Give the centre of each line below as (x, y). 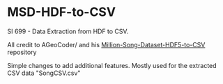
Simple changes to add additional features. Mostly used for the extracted (112, 65)
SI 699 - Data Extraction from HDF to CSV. (68, 31)
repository (22, 52)
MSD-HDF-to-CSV (62, 12)
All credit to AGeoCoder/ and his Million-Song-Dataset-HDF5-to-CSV (106, 44)
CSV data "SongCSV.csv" (44, 73)
